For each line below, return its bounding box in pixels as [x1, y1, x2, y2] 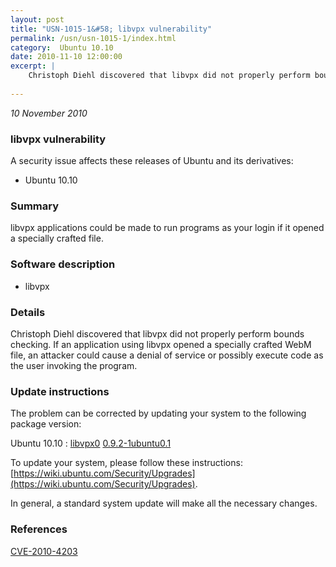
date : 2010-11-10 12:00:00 [10, 52, 123, 62]
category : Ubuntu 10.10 [10, 42, 114, 53]
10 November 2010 [10, 107, 88, 119]
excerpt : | [10, 61, 56, 71]
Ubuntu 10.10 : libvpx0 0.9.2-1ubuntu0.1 [10, 437, 172, 450]
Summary [10, 199, 60, 213]
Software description [10, 257, 116, 271]
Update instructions [10, 384, 110, 398]
